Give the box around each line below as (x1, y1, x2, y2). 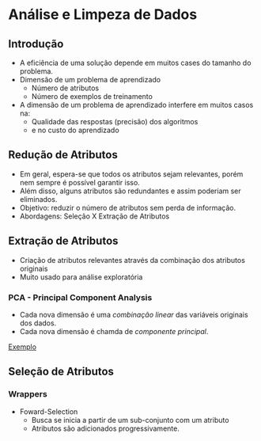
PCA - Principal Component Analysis (8, 291, 153, 302)
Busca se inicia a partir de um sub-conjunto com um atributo (31, 415, 229, 424)
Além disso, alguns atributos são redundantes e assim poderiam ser (19, 186, 241, 196)
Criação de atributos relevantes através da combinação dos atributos (19, 255, 245, 264)
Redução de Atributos (8, 148, 119, 162)
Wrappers (8, 389, 47, 400)
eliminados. (19, 194, 58, 203)
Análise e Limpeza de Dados (8, 6, 198, 24)
